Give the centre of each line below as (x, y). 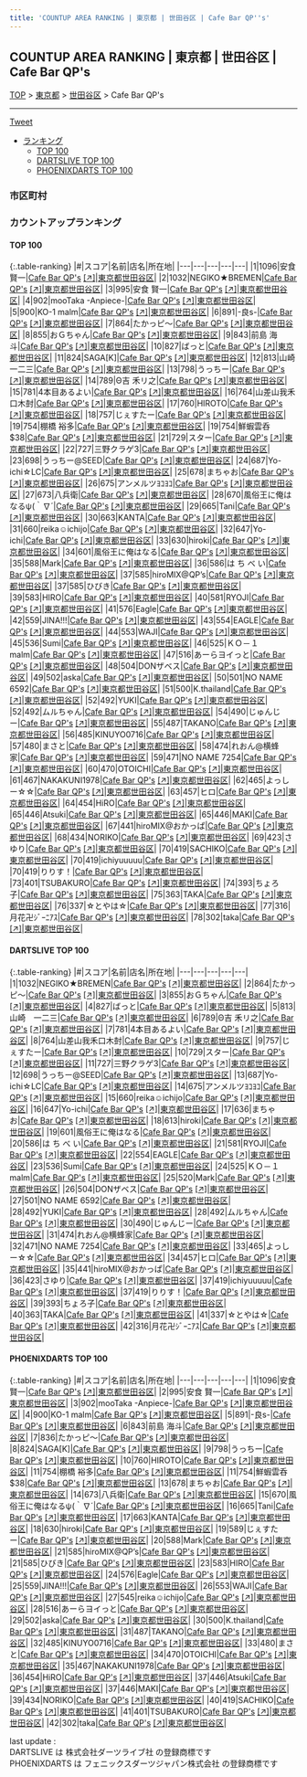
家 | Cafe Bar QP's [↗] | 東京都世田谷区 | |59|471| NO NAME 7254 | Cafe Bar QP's (153, 757)
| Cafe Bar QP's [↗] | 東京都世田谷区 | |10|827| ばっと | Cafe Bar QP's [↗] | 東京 (156, 346)
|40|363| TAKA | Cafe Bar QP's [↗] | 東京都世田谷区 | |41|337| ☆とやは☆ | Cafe (149, 1314)
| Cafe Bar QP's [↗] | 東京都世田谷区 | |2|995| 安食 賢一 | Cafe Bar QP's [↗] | (160, 1391)
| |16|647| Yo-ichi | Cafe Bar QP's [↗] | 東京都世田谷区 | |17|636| (139, 1109)
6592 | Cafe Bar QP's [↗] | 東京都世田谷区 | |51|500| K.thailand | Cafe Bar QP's (148, 689)
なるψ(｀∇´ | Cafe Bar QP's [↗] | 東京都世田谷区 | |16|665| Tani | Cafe (171, 1506)
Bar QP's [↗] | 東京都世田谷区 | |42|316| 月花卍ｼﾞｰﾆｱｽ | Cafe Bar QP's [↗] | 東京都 (153, 1326)
